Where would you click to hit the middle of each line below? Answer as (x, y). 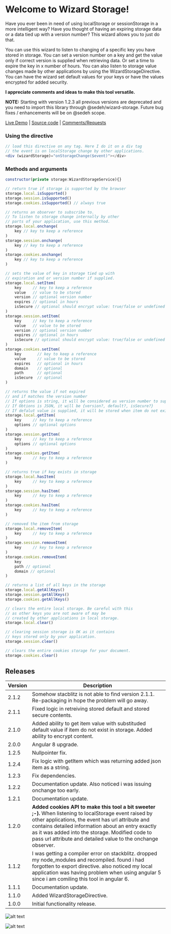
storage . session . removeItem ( (36, 543)
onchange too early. (56, 790)
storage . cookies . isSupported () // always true (55, 203)
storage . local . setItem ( (31, 283)
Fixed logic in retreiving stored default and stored (91, 709)
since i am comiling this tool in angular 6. (81, 879)
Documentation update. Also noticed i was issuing (92, 784)
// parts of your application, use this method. (58, 222)
